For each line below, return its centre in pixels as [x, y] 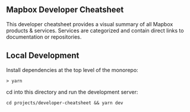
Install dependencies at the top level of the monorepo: [72, 70]
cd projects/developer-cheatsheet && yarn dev [65, 103]
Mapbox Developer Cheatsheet [65, 10]
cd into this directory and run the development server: [72, 92]
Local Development [43, 56]
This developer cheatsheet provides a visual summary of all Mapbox [90, 24]
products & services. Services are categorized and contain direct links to [95, 30]
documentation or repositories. [44, 37]
